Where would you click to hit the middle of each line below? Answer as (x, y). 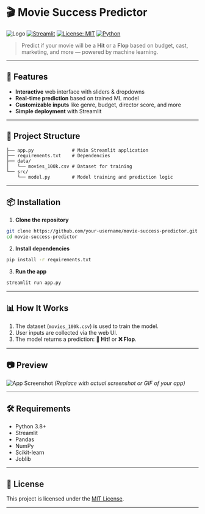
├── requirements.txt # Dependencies (59, 155)
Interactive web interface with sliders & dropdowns (80, 91)
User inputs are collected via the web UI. (66, 332)
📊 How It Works (38, 308)
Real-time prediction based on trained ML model (77, 98)
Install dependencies (42, 248)
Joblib (23, 459)
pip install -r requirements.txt (49, 260)
